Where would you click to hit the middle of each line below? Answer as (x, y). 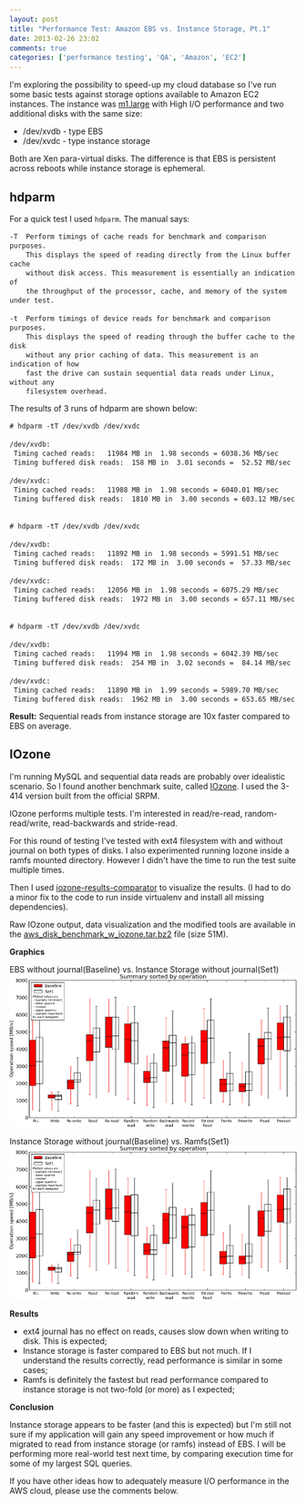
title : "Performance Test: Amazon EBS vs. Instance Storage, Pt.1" (140, 29)
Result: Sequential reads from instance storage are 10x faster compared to (150, 716)
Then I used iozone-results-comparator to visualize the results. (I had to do (150, 887)
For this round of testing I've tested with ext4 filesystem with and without (147, 840)
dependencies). (39, 907)
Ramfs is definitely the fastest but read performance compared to (145, 1380)
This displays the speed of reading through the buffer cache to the (161, 337)
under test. (32, 300)
